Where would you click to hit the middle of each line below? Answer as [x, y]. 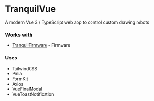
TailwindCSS [25, 68]
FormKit [20, 79]
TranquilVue [31, 9]
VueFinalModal [27, 89]
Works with [19, 35]
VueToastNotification [33, 94]
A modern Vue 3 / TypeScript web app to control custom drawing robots [77, 22]
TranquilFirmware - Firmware [41, 45]
